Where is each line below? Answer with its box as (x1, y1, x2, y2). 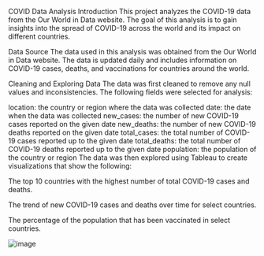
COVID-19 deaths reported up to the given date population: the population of (8, 145, 257, 154)
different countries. (8, 32, 71, 41)
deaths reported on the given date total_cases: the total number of (8, 128, 224, 137)
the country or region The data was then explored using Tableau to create (8, 153, 248, 162)
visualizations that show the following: (8, 161, 132, 170)
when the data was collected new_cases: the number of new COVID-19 (8, 111, 239, 121)
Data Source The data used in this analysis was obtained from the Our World (8, 47, 257, 56)
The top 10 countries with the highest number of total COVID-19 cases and (8, 176, 250, 186)
